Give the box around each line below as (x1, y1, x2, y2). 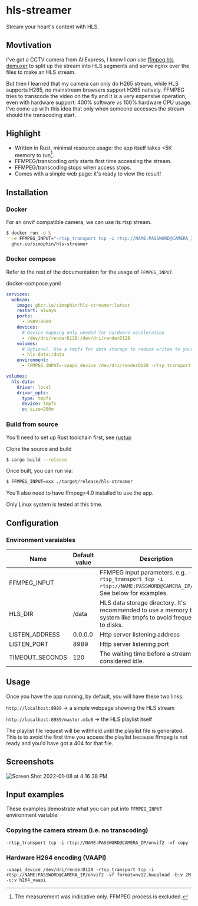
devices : (16, 324, 38, 330)
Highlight (6, 128, 41, 139)
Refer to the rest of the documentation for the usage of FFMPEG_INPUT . (6, 268, 174, 275)
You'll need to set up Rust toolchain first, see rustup (6, 434, 132, 441)
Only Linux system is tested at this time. (6, 501, 103, 508)
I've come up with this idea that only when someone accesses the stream (6, 105, 184, 112)
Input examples (6, 790, 64, 800)
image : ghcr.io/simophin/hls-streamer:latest (16, 302, 131, 308)
